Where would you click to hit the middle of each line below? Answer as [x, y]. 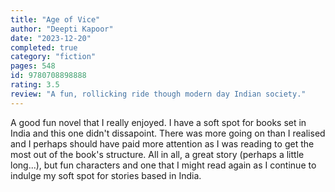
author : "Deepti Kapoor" [62, 29]
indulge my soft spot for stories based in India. [106, 175]
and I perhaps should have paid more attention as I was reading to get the [162, 143]
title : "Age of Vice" [55, 19]
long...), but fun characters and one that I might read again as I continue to [163, 165]
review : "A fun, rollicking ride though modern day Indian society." [158, 94]
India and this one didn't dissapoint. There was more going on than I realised [168, 133]
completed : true [44, 47]
